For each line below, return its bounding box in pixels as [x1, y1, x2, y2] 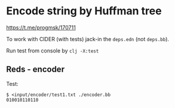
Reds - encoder [6, 64, 65, 75]
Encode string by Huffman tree [6, 4, 162, 18]
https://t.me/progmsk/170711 [6, 24, 76, 31]
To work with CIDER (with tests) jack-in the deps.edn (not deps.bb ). [6, 35, 169, 42]
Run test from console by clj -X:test [6, 47, 99, 54]
